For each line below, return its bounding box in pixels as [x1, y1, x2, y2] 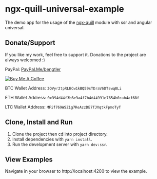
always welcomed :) [5, 57, 45, 63]
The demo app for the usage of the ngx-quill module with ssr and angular [5, 19, 153, 25]
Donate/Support [5, 39, 56, 47]
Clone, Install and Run [5, 118, 73, 126]
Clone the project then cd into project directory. [12, 131, 108, 137]
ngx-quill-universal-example [5, 3, 124, 15]
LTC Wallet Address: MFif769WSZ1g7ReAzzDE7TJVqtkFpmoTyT [5, 104, 121, 110]
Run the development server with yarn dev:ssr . [12, 141, 108, 147]
